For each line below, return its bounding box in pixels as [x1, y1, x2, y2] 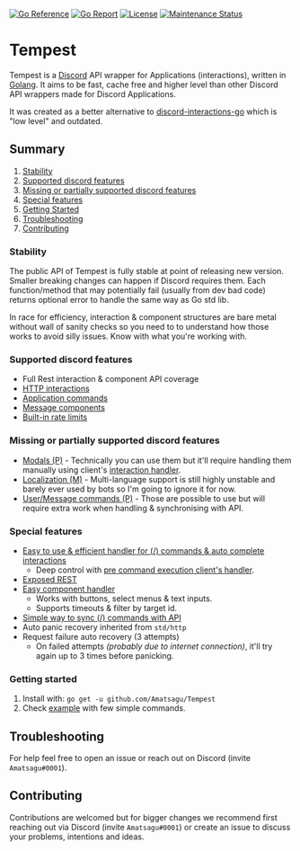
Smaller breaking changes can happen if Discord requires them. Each [9, 275, 267, 287]
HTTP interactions [22, 383, 90, 394]
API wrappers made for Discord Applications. [9, 88, 177, 99]
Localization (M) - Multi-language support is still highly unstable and [22, 474, 276, 484]
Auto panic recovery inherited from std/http [22, 621, 187, 633]
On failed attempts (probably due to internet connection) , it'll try [35, 641, 273, 652]
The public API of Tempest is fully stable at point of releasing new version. [9, 266, 285, 277]
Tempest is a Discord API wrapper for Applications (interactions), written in [9, 69, 287, 80]
